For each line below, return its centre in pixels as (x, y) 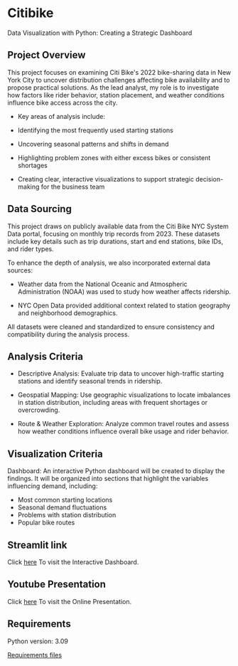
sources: (20, 270)
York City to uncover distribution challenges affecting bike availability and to (119, 80)
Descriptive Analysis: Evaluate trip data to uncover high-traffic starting (121, 374)
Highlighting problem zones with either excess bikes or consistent (114, 157)
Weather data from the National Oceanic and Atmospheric (103, 284)
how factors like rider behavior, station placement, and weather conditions (116, 95)
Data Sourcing (40, 209)
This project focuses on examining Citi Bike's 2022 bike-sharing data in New (119, 72)
